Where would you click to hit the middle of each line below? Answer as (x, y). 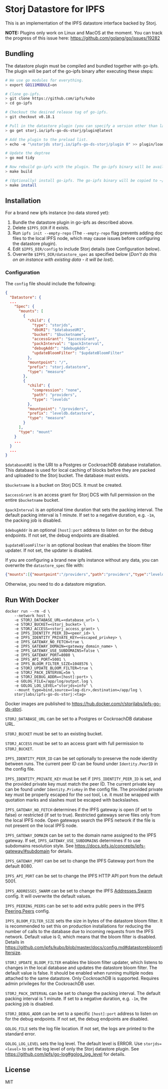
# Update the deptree (28, 153)
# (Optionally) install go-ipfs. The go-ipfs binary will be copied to (81, 180)
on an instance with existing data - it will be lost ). (63, 260)
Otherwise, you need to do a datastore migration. (56, 584)
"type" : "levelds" (51, 399)
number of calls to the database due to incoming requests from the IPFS (79, 931)
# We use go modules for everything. (44, 80)
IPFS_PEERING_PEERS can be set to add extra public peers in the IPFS (75, 906)
